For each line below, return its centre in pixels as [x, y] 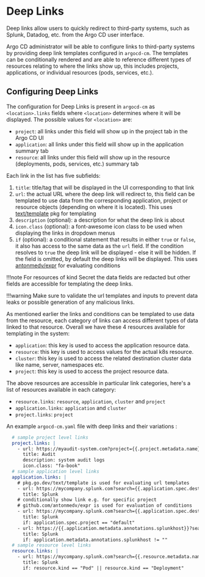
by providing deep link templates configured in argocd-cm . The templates [97, 53]
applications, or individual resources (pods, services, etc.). [80, 72]
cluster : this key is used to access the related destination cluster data [103, 358]
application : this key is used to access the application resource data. [103, 345]
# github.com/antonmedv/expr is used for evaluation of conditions [105, 505]
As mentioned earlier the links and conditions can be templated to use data [101, 314]
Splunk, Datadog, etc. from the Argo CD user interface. [75, 34]
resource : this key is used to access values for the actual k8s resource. [104, 351]
